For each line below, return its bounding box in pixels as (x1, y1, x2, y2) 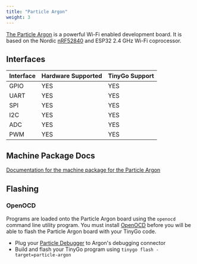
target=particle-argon (14, 251, 71, 258)
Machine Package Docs (6, 150, 95, 161)
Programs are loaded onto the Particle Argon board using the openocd (6, 215, 176, 222)
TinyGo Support (108, 72, 155, 80)
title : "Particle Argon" (6, 8, 68, 15)
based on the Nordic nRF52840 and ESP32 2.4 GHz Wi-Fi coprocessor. (6, 37, 182, 44)
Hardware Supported (41, 72, 102, 80)
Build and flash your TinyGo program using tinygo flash (14, 246, 154, 253)
